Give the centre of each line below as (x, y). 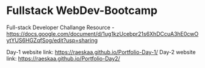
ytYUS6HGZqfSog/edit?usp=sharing (52, 40)
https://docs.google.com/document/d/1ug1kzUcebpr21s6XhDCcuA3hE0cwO (103, 33)
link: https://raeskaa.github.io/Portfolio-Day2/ (63, 58)
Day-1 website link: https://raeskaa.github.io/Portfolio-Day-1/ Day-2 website (101, 52)
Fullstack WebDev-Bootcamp (82, 11)
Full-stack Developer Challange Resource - (60, 27)
